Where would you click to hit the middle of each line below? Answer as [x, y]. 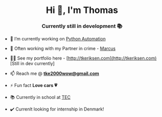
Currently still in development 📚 [82, 26]
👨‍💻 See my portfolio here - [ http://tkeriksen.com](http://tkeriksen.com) [83, 58]
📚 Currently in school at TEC [40, 97]
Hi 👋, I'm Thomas [82, 10]
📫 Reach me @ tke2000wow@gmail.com [55, 73]
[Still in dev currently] [32, 63]
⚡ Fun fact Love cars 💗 [34, 85]
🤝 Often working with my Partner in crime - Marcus [63, 48]
